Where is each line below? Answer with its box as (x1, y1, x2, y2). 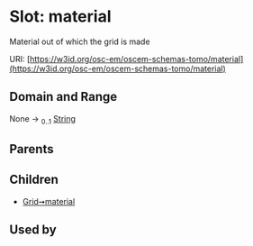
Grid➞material (22, 196, 76, 206)
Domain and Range (9, 89, 118, 105)
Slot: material (9, 6, 112, 27)
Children (9, 172, 59, 187)
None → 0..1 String (9, 113, 77, 126)
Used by (9, 223, 57, 238)
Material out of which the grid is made (9, 36, 150, 47)
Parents (9, 141, 54, 157)
